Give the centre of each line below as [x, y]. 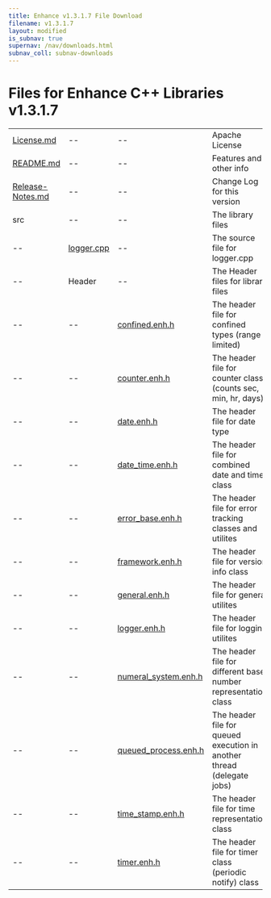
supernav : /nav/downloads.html [61, 46]
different [228, 671]
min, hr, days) [238, 398]
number [227, 681]
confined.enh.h [146, 324]
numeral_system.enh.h [160, 676]
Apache [227, 135]
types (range [236, 334]
